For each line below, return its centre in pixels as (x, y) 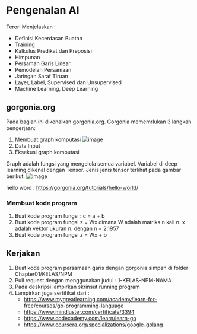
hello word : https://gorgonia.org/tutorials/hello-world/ (72, 187)
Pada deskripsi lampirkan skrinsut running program (77, 287)
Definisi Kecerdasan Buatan (49, 38)
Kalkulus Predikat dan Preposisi (53, 50)
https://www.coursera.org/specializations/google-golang (93, 325)
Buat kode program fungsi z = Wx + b (61, 235)
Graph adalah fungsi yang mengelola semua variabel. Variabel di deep (92, 163)
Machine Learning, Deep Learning (56, 88)
